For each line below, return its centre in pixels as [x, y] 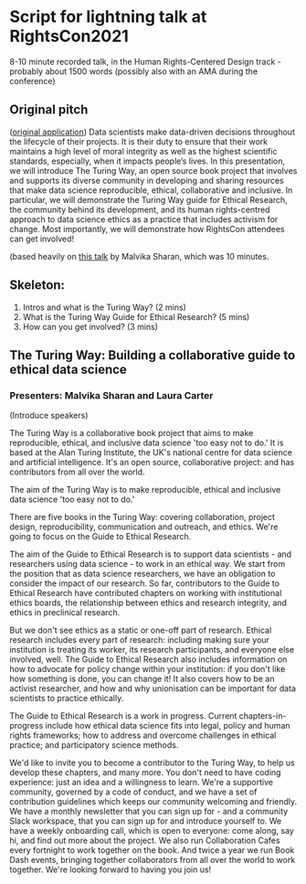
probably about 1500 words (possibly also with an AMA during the [134, 71]
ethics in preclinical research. [65, 612]
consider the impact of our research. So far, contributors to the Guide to [145, 583]
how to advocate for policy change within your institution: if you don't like [148, 669]
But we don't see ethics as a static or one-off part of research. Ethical [141, 630]
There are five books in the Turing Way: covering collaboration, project [142, 517]
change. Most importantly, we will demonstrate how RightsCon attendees [147, 229]
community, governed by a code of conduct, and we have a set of [133, 792]
